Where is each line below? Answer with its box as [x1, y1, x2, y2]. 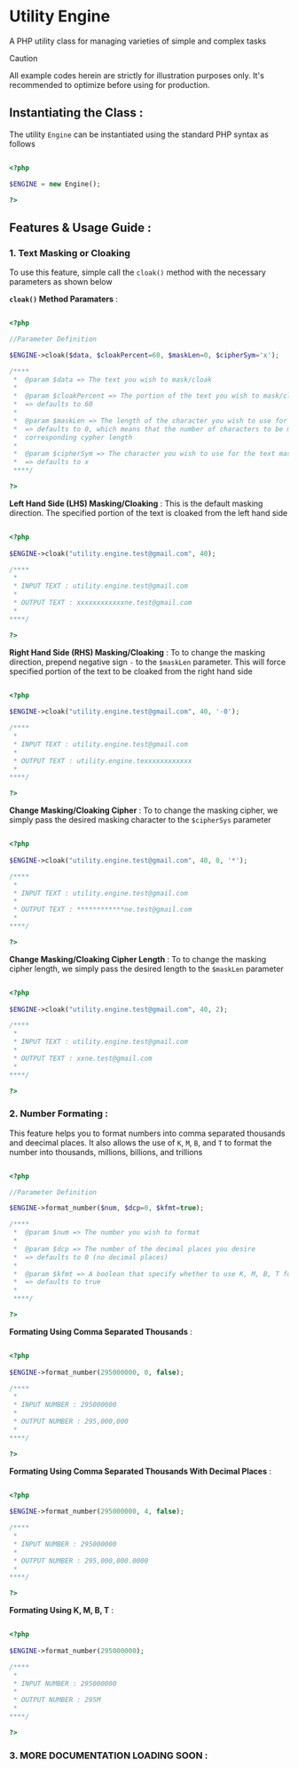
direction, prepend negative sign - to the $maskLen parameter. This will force [9, 656, 286, 667]
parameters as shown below [9, 277, 113, 287]
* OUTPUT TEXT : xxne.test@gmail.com [12, 1054, 153, 1063]
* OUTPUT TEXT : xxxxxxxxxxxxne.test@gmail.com [12, 599, 192, 607]
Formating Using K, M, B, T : [9, 1605, 114, 1616]
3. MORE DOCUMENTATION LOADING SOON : [9, 1749, 208, 1762]
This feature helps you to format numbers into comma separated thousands [9, 1128, 286, 1138]
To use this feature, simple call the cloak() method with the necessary [9, 267, 266, 277]
